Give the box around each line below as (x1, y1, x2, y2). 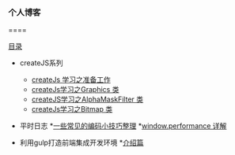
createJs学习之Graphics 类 (31, 85, 119, 94)
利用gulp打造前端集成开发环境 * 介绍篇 (19, 138, 144, 147)
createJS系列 (19, 58, 63, 68)
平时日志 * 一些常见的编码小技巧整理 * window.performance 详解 (19, 121, 227, 131)
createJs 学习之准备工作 (31, 75, 111, 84)
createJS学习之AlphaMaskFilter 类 (31, 94, 144, 104)
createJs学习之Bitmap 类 (31, 105, 113, 114)
